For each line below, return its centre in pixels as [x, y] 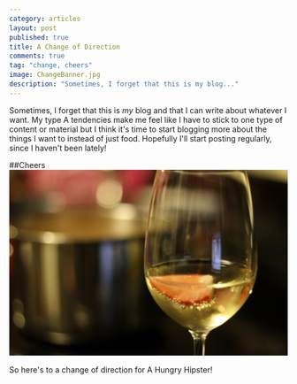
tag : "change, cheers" [51, 65]
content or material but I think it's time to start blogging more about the [138, 129]
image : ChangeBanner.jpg [55, 75]
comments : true [37, 56]
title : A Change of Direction [65, 47]
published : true [39, 37]
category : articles [45, 19]
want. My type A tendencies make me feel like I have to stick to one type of [146, 119]
